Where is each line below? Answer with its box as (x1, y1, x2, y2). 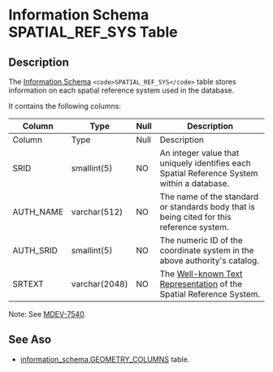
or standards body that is (159, 201, 256, 212)
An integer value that (159, 148, 240, 158)
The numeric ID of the (159, 235, 244, 245)
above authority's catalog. (159, 255, 260, 266)
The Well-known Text (159, 268, 243, 279)
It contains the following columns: (8, 102, 122, 110)
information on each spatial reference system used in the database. (8, 85, 235, 95)
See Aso (8, 333, 51, 347)
